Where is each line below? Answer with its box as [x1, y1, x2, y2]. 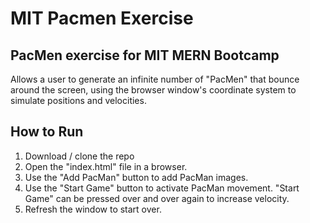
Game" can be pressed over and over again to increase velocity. [24, 192, 290, 204]
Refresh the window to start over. [24, 203, 162, 215]
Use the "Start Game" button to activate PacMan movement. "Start [24, 182, 300, 194]
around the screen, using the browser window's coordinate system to [10, 84, 297, 96]
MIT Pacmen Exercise [10, 7, 194, 30]
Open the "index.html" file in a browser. [24, 160, 188, 172]
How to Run [10, 123, 84, 141]
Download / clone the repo [24, 150, 135, 162]
